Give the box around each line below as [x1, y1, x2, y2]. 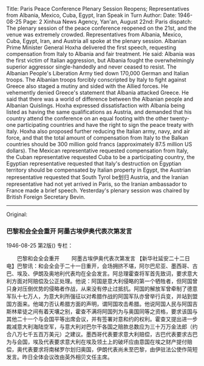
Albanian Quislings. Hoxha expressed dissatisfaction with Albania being [6, 102, 185, 109]
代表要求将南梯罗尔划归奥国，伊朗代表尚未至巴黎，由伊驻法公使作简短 [22, 346, 198, 353]
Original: [6, 211, 28, 218]
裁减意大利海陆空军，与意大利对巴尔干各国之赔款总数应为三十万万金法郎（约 [6, 323, 198, 330]
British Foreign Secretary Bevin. [6, 194, 86, 200]
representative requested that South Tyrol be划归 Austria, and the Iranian [6, 174, 189, 181]
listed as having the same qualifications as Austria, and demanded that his [6, 109, 192, 115]
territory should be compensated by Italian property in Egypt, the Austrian [6, 166, 191, 174]
